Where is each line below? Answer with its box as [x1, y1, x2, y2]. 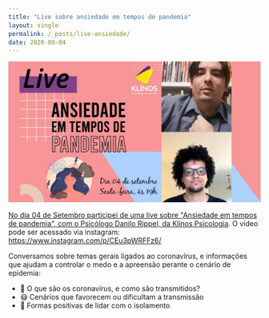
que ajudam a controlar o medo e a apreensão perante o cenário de [8, 260, 231, 269]
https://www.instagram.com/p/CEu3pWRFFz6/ [8, 236, 162, 245]
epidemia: [8, 268, 42, 278]
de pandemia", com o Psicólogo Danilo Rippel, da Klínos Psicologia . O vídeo [8, 219, 259, 229]
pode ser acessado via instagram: [8, 228, 120, 237]
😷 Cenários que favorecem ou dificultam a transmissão [19, 292, 204, 302]
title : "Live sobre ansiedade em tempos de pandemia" [8, 13, 192, 21]
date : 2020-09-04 [8, 38, 66, 46]
